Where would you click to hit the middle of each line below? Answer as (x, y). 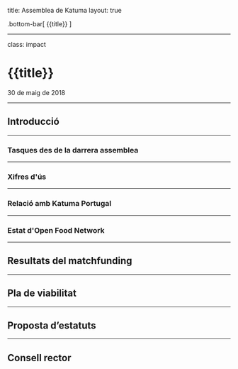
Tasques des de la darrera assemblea (73, 150)
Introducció (34, 122)
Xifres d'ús (27, 177)
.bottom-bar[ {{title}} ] (40, 24)
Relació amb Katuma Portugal (59, 204)
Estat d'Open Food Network (56, 230)
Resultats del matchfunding (70, 261)
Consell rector (39, 358)
